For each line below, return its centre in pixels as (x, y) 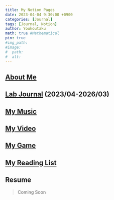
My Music (21, 111)
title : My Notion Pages (30, 10)
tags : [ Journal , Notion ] (31, 24)
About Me (21, 77)
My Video (21, 128)
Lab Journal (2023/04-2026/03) (57, 94)
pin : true (16, 38)
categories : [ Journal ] (29, 19)
